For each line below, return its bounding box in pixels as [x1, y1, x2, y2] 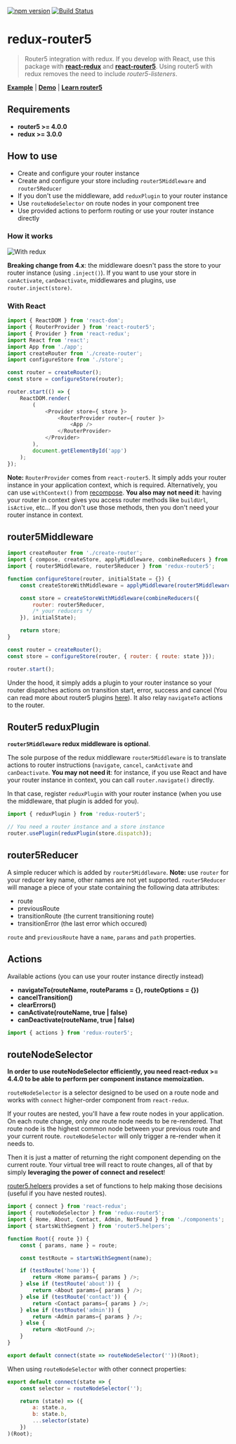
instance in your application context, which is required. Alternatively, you [7, 480, 218, 489]
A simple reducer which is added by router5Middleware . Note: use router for [7, 868, 229, 876]
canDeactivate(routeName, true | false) [17, 1015, 135, 1024]
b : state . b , [32, 1411, 68, 1418]
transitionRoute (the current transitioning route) [17, 911, 155, 920]
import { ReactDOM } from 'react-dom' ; [7, 317, 124, 324]
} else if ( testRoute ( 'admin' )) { [20, 1307, 121, 1314]
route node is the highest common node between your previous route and [7, 1124, 221, 1133]
